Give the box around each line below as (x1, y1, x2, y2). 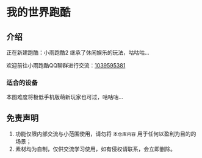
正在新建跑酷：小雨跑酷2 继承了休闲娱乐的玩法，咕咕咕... (6, 49, 150, 56)
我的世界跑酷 (6, 5, 71, 19)
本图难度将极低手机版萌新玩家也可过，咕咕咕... (6, 94, 124, 101)
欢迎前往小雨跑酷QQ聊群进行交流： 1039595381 (6, 62, 126, 69)
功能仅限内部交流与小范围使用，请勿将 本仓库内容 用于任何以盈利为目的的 (15, 130, 197, 137)
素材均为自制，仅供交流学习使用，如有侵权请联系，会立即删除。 (15, 145, 176, 153)
